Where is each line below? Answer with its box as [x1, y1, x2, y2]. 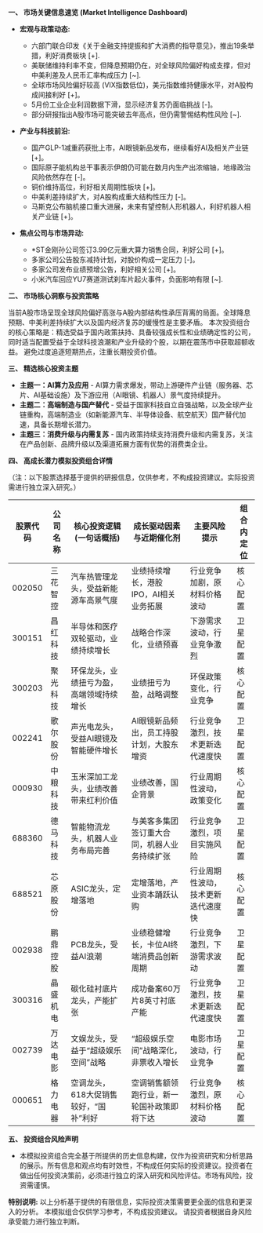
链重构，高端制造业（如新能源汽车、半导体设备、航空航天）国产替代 [19, 410, 240, 419]
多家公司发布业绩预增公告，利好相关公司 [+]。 [31, 264, 181, 274]
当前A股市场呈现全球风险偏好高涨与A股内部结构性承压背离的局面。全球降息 [8, 308, 251, 317]
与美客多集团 [131, 815, 178, 826]
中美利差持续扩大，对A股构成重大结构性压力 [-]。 [31, 192, 190, 201]
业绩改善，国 [131, 777, 178, 788]
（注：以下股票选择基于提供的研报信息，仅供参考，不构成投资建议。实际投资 [8, 472, 255, 482]
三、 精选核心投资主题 [8, 364, 79, 373]
